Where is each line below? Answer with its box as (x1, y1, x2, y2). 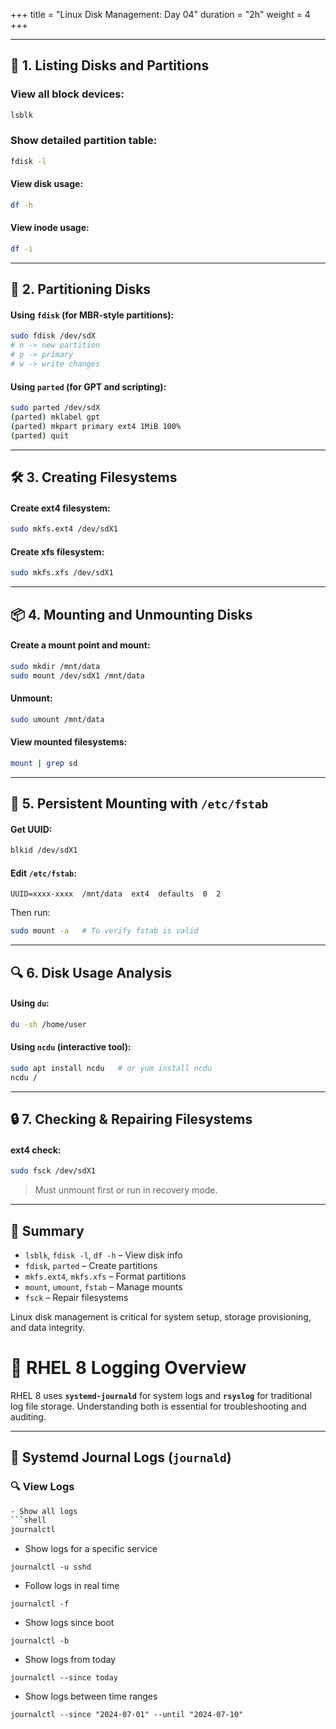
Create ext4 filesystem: (10, 502, 111, 514)
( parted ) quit (10, 430, 70, 441)
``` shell (10, 1515, 47, 1526)
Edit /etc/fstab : (10, 867, 77, 879)
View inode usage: (10, 222, 90, 234)
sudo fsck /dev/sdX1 (10, 1166, 97, 1176)
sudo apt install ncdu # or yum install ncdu (10, 1063, 213, 1073)
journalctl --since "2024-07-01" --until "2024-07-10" (10, 1710, 244, 1720)
